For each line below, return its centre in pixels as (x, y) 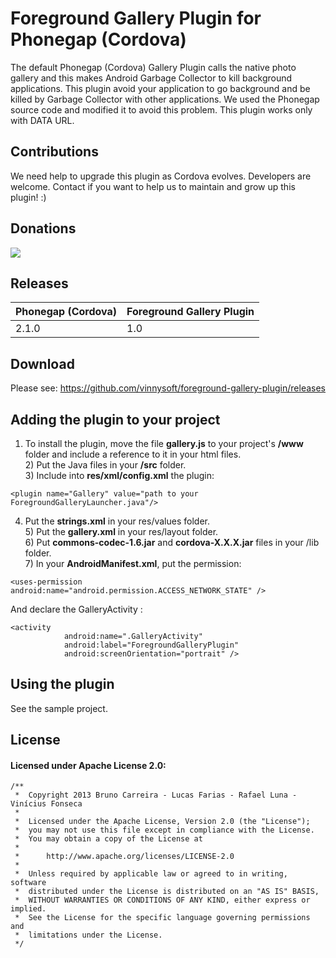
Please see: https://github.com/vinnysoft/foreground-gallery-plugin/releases (168, 388)
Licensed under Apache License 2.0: (88, 765)
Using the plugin (62, 684)
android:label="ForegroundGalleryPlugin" (151, 645)
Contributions (54, 152)
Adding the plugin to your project (115, 419)
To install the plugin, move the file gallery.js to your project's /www (164, 443)
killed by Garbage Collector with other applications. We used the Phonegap (165, 99)
